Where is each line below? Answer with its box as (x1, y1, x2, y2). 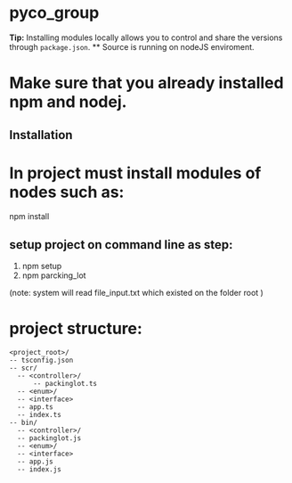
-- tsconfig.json (9, 356, 74, 365)
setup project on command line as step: (9, 237, 233, 252)
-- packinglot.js (17, 434, 82, 443)
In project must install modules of (9, 163, 262, 183)
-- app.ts (17, 403, 53, 412)
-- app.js (17, 457, 53, 466)
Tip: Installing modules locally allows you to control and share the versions (9, 32, 283, 43)
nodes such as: (9, 182, 125, 202)
